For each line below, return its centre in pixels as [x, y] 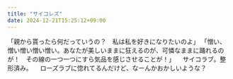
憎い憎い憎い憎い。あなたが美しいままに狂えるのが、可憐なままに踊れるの [116, 50]
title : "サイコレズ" [35, 14]
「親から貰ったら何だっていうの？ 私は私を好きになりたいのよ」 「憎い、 [117, 41]
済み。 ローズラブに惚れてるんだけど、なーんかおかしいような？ [110, 68]
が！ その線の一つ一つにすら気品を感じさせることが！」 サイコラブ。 [114, 59]
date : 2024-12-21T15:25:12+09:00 [57, 20]
